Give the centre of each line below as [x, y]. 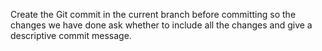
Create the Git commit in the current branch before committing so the [153, 14]
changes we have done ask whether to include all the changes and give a [161, 25]
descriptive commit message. [71, 35]
